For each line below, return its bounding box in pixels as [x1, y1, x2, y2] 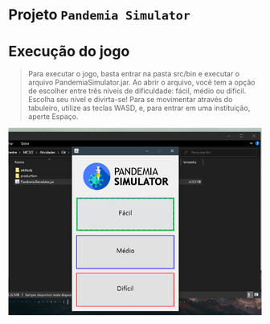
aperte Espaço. [27, 112, 79, 121]
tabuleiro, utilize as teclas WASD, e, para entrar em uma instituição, [27, 103, 251, 113]
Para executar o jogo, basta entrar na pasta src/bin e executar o [27, 69, 239, 79]
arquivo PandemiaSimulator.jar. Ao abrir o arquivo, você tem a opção [27, 78, 256, 88]
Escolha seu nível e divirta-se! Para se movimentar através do [27, 95, 233, 105]
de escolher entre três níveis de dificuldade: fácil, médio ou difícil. [27, 86, 247, 96]
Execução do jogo [8, 43, 130, 61]
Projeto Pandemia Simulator [8, 6, 190, 24]
